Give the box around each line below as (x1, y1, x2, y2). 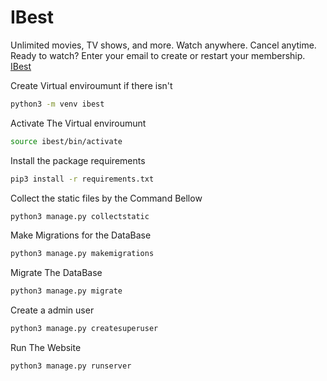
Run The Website (10, 342, 82, 354)
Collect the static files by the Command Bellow (10, 192, 203, 204)
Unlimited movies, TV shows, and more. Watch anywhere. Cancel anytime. (10, 39, 317, 51)
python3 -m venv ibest (10, 99, 105, 109)
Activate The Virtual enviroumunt (10, 117, 147, 129)
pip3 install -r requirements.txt (10, 174, 155, 184)
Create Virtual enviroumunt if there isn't (10, 79, 173, 91)
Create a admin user (10, 304, 95, 316)
